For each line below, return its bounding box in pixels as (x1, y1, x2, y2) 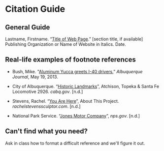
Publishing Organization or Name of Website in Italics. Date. (5, 41, 127, 47)
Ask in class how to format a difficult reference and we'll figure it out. (5, 140, 145, 146)
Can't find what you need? (5, 127, 88, 136)
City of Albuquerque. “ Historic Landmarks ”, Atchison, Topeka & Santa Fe (12, 83, 159, 89)
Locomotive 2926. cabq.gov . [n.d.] (12, 89, 83, 94)
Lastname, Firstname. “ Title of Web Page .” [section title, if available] (5, 36, 143, 42)
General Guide (5, 23, 50, 31)
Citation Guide (5, 3, 66, 15)
